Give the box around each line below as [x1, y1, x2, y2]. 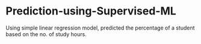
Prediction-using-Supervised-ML [5, 4, 177, 18]
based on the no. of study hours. [5, 30, 87, 37]
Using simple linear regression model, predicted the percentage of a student [5, 24, 195, 31]
